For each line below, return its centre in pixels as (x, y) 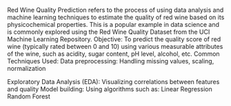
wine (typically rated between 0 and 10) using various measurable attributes (115, 46)
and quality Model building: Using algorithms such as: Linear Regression (110, 89)
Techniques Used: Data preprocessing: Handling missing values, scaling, (111, 61)
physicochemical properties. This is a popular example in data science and (113, 24)
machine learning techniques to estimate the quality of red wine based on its (116, 17)
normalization (27, 68)
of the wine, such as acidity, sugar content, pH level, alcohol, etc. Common (113, 54)
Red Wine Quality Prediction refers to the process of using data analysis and (115, 10)
